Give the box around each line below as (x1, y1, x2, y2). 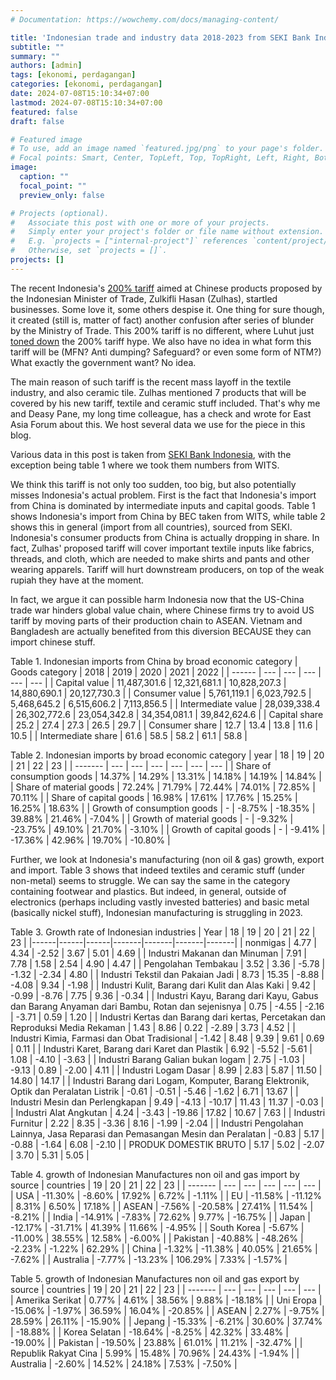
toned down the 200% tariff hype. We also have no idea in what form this (10, 335, 312, 347)
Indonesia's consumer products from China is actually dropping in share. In (10, 531, 320, 543)
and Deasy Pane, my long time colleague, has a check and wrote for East (10, 407, 312, 420)
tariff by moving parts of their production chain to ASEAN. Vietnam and (10, 614, 303, 626)
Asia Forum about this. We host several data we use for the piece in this (10, 418, 306, 430)
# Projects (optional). (10, 208, 110, 218)
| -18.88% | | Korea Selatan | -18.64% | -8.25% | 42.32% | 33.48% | (10, 1326, 289, 1338)
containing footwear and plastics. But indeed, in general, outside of (10, 885, 287, 897)
